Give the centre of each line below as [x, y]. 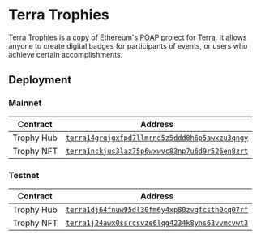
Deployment [40, 80]
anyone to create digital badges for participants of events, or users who [128, 45]
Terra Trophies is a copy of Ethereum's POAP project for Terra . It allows [128, 37]
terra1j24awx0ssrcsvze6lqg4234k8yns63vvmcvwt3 [157, 223]
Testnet [24, 175]
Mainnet [25, 103]
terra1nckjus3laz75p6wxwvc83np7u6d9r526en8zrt [157, 151]
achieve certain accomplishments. [66, 54]
